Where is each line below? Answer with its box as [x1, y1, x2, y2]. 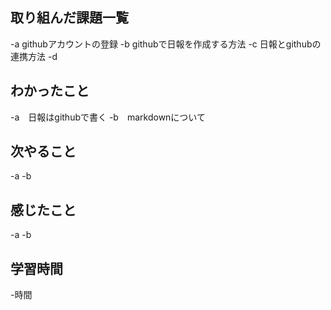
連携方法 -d [10, 50, 58, 62]
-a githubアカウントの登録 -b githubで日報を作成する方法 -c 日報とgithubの [10, 38, 322, 50]
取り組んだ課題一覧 [10, 9, 129, 27]
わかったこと [10, 83, 90, 100]
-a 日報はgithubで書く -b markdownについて [10, 111, 206, 123]
